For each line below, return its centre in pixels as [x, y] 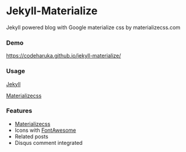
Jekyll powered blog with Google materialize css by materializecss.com [93, 27]
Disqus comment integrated [49, 142]
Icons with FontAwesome [45, 130]
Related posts [31, 136]
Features [19, 111]
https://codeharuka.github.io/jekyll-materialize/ [64, 56]
